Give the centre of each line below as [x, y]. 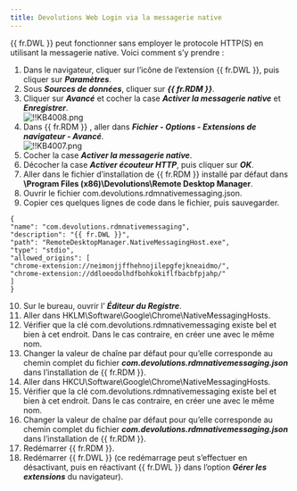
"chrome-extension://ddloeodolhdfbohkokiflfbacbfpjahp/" [118, 273]
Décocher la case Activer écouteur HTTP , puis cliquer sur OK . [138, 164]
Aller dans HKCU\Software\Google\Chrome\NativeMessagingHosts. [147, 381]
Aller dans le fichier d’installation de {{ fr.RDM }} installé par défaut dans [156, 174]
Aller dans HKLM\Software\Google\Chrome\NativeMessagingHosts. [147, 315]
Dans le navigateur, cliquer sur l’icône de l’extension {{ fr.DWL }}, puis [151, 70]
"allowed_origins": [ [50, 258]
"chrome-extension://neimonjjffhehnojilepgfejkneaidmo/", [120, 266]
